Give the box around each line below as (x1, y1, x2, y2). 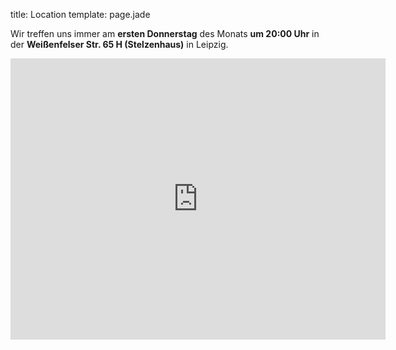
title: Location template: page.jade (10, 9, 151, 20)
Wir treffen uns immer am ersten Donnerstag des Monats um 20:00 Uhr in (10, 28, 320, 39)
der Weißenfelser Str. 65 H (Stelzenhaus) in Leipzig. (10, 39, 229, 50)
